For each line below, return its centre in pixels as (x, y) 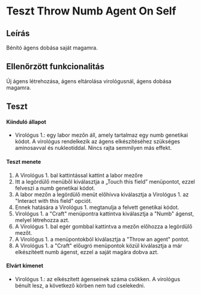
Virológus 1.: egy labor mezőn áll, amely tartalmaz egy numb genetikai (101, 135)
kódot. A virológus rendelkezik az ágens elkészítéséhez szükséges (97, 141)
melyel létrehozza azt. (42, 220)
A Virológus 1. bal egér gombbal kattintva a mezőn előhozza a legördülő (103, 226)
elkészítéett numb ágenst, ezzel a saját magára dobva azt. (87, 252)
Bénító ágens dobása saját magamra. (52, 48)
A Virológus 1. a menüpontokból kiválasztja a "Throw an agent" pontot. (102, 239)
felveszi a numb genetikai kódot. (55, 188)
